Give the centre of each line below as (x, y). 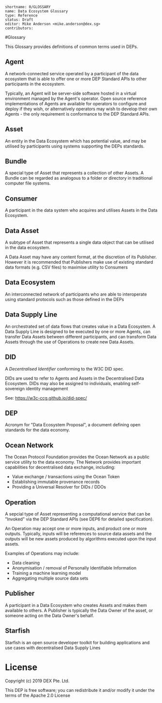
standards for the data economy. (37, 430)
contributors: (19, 28)
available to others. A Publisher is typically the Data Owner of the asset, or (79, 610)
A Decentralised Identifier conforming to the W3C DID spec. (65, 368)
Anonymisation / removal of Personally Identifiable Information (74, 568)
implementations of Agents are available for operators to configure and (76, 103)
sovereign (15, 388)
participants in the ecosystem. (35, 84)
